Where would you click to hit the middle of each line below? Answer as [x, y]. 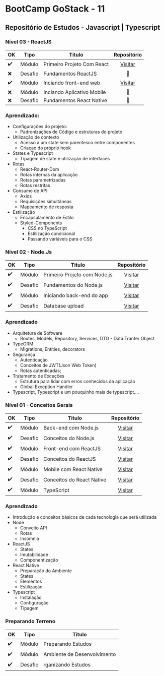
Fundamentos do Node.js [73, 285]
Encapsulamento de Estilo [47, 218]
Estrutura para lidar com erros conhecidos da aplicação [78, 381]
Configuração [34, 603]
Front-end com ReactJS [72, 448]
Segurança [24, 354]
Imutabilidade [34, 555]
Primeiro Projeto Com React [76, 65]
